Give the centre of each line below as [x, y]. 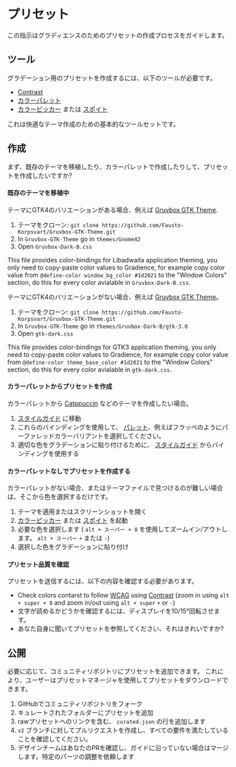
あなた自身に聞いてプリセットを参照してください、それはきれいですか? [120, 629]
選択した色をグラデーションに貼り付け [73, 547]
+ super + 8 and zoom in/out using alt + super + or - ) [97, 603]
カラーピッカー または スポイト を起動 [73, 521]
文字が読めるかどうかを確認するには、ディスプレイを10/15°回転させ [116, 611]
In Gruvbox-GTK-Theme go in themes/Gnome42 [79, 239]
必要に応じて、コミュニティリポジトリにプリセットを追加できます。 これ [112, 671]
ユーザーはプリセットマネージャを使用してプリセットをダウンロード [124, 680]
